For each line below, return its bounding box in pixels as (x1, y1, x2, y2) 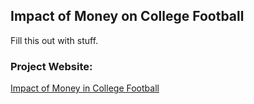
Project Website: (10, 59, 93, 73)
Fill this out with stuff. (10, 34, 99, 46)
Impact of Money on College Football (10, 8, 245, 25)
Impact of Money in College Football (10, 82, 160, 94)
